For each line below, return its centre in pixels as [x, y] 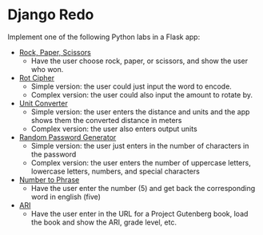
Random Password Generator [68, 137]
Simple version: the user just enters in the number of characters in [140, 145]
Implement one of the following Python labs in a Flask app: [104, 37]
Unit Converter [44, 103]
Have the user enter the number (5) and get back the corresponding [143, 188]
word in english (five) [66, 197]
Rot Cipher [37, 78]
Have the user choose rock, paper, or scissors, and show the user [139, 61]
